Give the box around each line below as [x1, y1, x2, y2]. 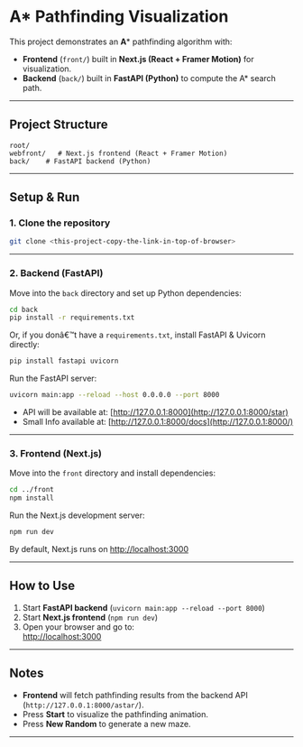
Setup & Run [9, 189, 80, 205]
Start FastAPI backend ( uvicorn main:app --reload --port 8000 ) [22, 602, 266, 613]
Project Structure [9, 117, 108, 133]
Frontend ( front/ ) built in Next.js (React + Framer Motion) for [22, 53, 254, 64]
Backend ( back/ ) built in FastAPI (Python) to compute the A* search [22, 72, 277, 83]
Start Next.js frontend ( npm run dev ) [22, 612, 159, 622]
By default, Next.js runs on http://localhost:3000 [9, 544, 189, 555]
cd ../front [9, 485, 54, 494]
